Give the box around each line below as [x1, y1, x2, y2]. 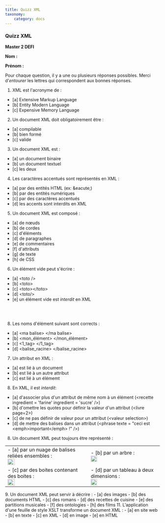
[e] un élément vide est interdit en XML [12, 296, 91, 302]
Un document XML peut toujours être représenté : [12, 435, 113, 441]
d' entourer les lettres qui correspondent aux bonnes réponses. [5, 77, 132, 84]
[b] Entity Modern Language [12, 102, 70, 108]
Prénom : [5, 62, 24, 69]
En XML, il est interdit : [12, 384, 57, 391]
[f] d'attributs [12, 246, 39, 252]
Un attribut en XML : [12, 355, 54, 361]
